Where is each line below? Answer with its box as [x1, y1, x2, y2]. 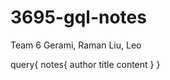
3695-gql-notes [10, 6, 147, 29]
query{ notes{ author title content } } [10, 58, 161, 70]
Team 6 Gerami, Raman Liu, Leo [10, 39, 142, 51]
